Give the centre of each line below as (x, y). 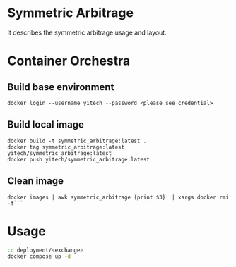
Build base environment (61, 87)
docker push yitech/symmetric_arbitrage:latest (79, 159)
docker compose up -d (39, 256)
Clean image (36, 181)
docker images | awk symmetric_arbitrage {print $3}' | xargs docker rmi (118, 197)
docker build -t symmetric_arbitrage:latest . (77, 141)
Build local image (46, 125)
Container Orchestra (69, 61)
